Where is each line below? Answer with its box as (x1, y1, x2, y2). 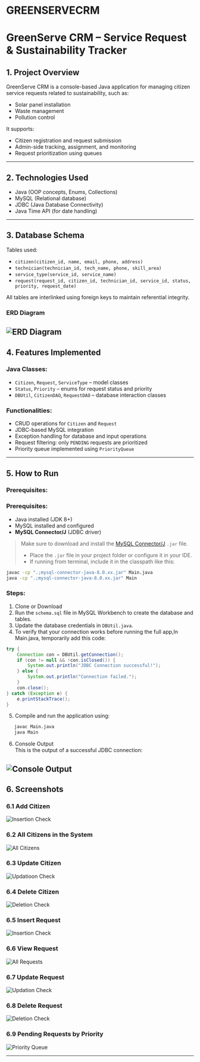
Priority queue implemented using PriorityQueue (14, 446, 135, 453)
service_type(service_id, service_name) (14, 271, 117, 278)
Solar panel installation (14, 101, 71, 108)
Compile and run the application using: (14, 712, 110, 720)
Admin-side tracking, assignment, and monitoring (14, 143, 137, 151)
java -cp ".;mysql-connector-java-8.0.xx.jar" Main (6, 575, 137, 581)
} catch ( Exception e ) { (6, 690, 68, 696)
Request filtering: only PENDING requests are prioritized (14, 439, 148, 446)
